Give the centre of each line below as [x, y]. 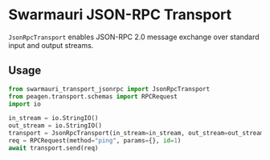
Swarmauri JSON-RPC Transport [120, 15]
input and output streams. [51, 45]
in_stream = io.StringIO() [53, 118]
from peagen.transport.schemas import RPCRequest [93, 96]
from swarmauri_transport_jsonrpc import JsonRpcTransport [109, 89]
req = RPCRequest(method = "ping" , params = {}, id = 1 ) [95, 141]
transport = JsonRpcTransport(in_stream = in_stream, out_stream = [118, 134]
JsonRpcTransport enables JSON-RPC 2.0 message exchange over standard [134, 37]
